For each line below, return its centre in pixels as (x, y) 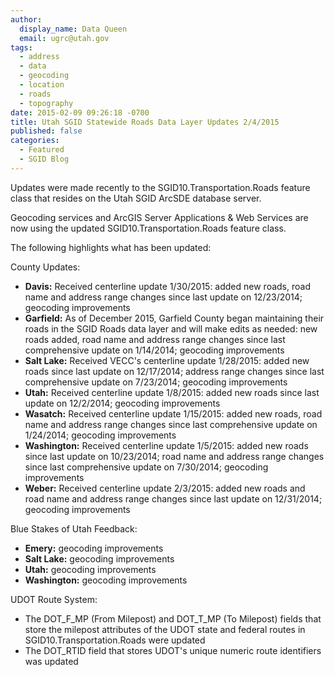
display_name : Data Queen (73, 29)
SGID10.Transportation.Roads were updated (115, 640)
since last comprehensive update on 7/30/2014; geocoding (146, 467)
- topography (46, 103)
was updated (51, 661)
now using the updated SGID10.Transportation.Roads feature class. (148, 228)
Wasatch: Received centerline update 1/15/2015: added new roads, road (173, 413)
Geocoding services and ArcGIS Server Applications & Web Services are (159, 217)
